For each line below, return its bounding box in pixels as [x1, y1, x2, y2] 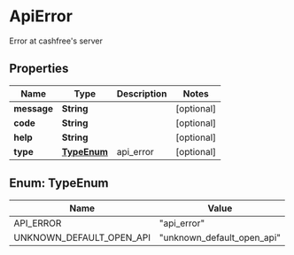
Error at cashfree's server [9, 35, 104, 46]
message [13, 102, 53, 114]
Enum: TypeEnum [9, 175, 109, 191]
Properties [9, 61, 69, 76]
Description [116, 87, 167, 99]
